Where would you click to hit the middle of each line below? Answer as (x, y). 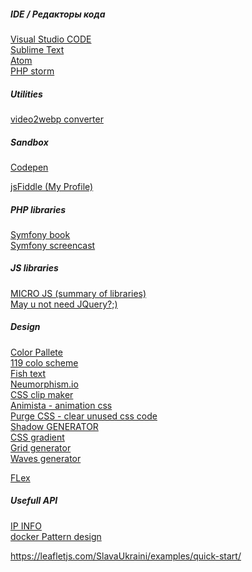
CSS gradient (37, 437)
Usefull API (34, 501)
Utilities (26, 94)
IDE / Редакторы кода (58, 14)
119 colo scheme (44, 362)
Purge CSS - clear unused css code (84, 416)
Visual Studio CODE (51, 39)
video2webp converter (57, 119)
